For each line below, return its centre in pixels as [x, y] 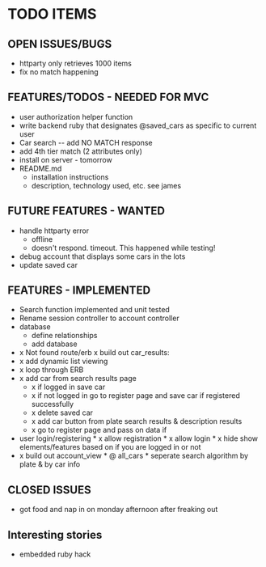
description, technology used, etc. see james [106, 185]
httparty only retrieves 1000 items [76, 63]
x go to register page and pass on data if [99, 430]
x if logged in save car [68, 387]
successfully [53, 404]
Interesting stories [55, 535]
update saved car [49, 264]
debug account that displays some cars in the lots [102, 256]
